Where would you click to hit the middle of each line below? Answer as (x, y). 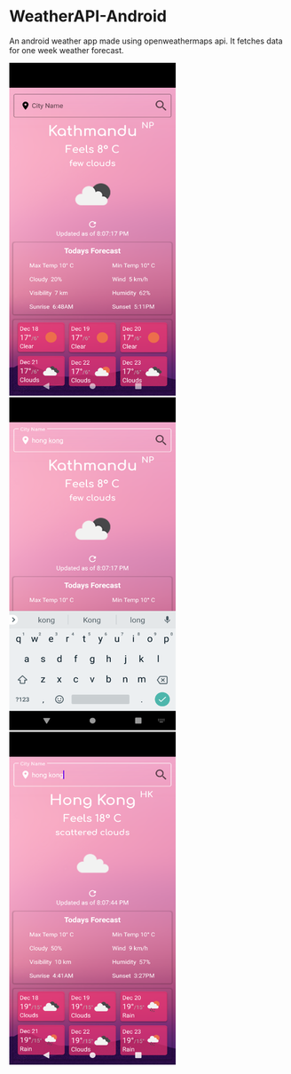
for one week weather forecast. (67, 50)
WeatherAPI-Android (88, 16)
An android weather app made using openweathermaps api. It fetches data (146, 41)
